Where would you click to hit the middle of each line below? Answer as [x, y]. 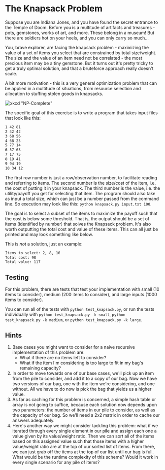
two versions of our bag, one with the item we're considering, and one [83, 384]
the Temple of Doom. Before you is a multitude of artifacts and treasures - [80, 27]
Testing [17, 277]
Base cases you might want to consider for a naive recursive [74, 347]
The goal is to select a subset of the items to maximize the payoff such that [81, 213]
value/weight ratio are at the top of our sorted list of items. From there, [83, 446]
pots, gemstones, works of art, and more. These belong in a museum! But [80, 33]
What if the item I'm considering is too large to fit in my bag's [82, 363]
